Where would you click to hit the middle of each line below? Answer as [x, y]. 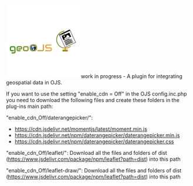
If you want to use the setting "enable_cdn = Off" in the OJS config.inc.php [97, 94]
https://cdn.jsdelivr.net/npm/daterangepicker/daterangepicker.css [94, 141]
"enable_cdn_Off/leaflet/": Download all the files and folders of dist [87, 153]
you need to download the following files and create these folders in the [93, 100]
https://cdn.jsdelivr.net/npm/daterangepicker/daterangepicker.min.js [97, 135]
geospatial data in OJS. [34, 82]
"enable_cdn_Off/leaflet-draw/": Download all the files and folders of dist [94, 170]
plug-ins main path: [30, 106]
